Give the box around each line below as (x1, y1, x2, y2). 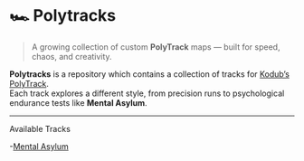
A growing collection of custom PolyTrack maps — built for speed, (31, 41, 280, 52)
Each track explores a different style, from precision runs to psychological (9, 88, 285, 99)
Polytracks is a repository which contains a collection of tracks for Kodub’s (9, 68, 290, 80)
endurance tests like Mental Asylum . (9, 97, 147, 108)
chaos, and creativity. (31, 51, 112, 62)
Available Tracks (9, 123, 71, 134)
